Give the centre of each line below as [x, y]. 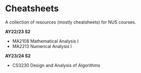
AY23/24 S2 [18, 56]
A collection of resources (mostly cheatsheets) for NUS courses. [71, 22]
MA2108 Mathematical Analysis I [45, 41]
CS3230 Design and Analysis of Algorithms [56, 65]
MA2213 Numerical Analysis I [42, 46]
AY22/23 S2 [18, 31]
